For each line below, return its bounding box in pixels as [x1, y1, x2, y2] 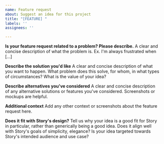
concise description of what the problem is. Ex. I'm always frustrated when [5, 49, 157, 55]
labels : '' [5, 21, 27, 26]
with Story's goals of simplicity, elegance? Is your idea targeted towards [5, 128, 151, 134]
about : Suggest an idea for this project [5, 12, 91, 17]
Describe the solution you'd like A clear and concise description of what [5, 63, 153, 69]
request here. [5, 109, 32, 115]
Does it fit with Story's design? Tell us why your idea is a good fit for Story [5, 118, 157, 124]
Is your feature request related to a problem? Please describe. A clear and [5, 43, 158, 49]
